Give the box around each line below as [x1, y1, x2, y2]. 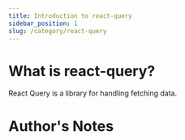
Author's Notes [8, 117, 114, 135]
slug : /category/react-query [8, 27, 107, 35]
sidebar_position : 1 [8, 19, 79, 28]
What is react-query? [8, 62, 156, 80]
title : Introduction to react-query [8, 11, 132, 20]
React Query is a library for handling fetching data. [8, 88, 177, 98]
